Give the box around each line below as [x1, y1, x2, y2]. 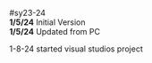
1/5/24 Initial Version [9, 17, 87, 28]
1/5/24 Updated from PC [9, 27, 101, 36]
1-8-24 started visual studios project [9, 43, 143, 54]
